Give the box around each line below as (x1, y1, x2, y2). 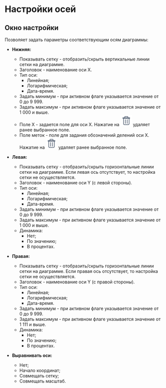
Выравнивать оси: (11, 352, 53, 358)
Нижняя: (11, 47, 31, 52)
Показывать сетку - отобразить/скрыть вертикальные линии (19, 56, 150, 62)
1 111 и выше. (19, 321, 46, 327)
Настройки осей (4, 4, 76, 15)
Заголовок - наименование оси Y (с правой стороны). (19, 279, 135, 285)
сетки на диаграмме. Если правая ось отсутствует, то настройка (19, 268, 158, 274)
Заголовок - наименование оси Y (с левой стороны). (19, 180, 133, 186)
